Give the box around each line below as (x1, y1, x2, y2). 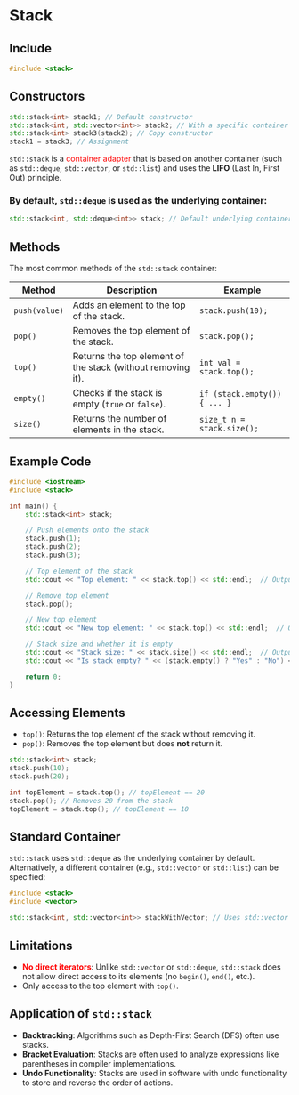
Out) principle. (9, 173, 62, 183)
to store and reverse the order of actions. (21, 1077, 174, 1088)
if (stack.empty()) (198, 389, 282, 399)
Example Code (9, 454, 92, 469)
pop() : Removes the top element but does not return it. (21, 738, 223, 749)
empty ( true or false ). (72, 398, 166, 410)
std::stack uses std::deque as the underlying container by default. (9, 853, 255, 864)
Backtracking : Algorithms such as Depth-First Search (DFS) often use (21, 1029, 279, 1041)
